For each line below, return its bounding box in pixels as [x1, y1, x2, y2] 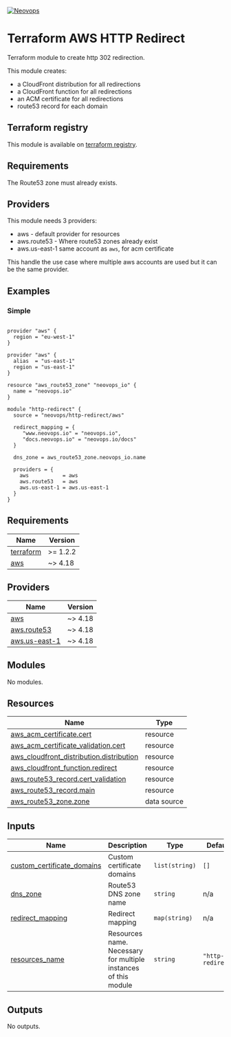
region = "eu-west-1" [13, 334, 76, 341]
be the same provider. [7, 265, 69, 273]
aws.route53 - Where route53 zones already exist [16, 238, 158, 246]
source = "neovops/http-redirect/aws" [13, 412, 125, 419]
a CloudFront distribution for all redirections [16, 80, 141, 88]
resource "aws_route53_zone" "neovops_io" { [7, 382, 137, 389]
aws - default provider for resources [16, 230, 120, 238]
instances [107, 963, 140, 973]
